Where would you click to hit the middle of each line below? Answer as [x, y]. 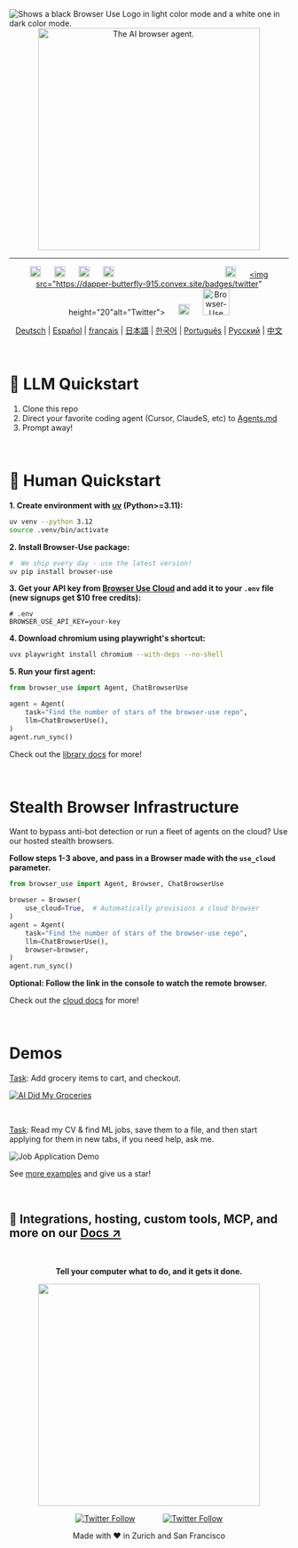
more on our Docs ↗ [65, 1233]
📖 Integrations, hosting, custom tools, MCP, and [144, 1219]
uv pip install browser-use [61, 571]
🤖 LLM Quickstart [74, 384]
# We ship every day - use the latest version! [101, 563]
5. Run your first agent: [52, 672]
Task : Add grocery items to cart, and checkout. [95, 1078]
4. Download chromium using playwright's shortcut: [107, 638]
